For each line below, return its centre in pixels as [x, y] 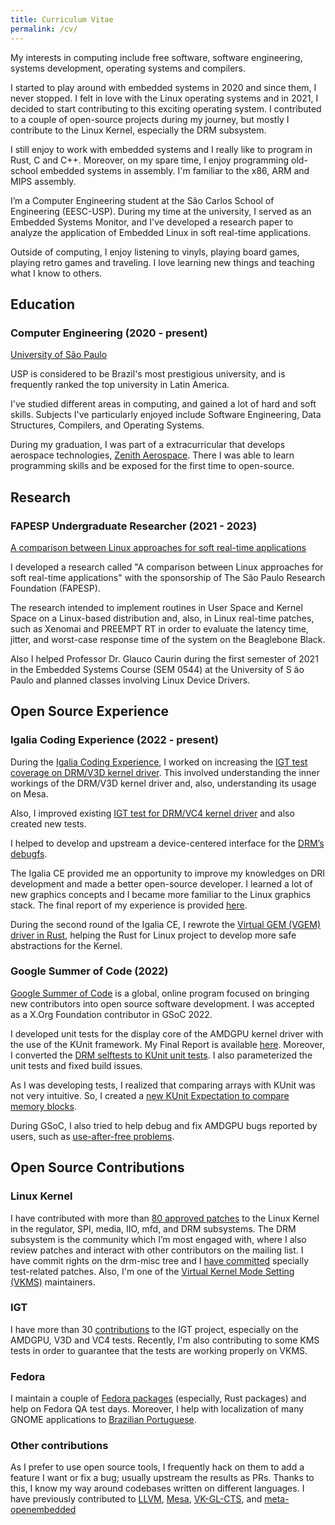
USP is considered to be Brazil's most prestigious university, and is [148, 374]
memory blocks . [43, 1106]
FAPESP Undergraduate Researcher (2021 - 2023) [134, 526]
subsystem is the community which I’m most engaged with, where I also [158, 1239]
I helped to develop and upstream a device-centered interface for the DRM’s [167, 843]
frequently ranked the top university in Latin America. [120, 385]
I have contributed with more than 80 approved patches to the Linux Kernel [165, 1218]
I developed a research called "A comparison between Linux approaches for [167, 567]
